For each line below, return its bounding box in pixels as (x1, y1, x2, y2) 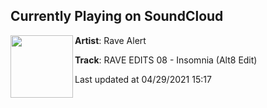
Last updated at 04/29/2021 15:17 (74, 73, 212, 85)
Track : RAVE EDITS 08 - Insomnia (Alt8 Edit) (74, 54, 258, 66)
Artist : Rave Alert (74, 34, 147, 46)
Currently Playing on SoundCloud (10, 8, 224, 25)
